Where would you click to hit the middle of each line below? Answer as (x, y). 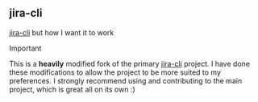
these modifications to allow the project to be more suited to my (115, 72)
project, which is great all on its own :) (72, 89)
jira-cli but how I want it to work (62, 32)
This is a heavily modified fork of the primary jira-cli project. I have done (130, 63)
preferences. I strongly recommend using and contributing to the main (126, 80)
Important (25, 48)
